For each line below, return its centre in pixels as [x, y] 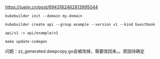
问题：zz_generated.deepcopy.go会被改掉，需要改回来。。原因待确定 [75, 51]
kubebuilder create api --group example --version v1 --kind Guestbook [80, 24]
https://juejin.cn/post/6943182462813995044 [52, 7]
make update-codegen [26, 41]
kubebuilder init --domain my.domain [44, 16]
